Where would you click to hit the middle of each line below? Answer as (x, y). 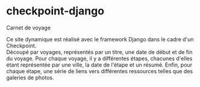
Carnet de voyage (29, 28)
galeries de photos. (30, 77)
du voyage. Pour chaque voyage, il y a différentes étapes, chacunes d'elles (99, 58)
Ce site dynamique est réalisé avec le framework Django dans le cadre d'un (100, 39)
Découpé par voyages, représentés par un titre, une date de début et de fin (99, 52)
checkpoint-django (55, 11)
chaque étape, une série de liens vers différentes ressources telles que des (100, 71)
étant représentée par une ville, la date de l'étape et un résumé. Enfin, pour (99, 65)
